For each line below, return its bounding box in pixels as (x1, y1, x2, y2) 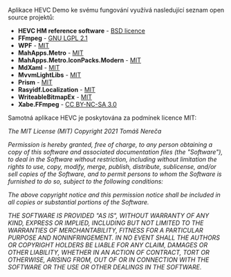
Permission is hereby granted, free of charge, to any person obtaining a (8, 141, 213, 148)
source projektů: (8, 13, 55, 21)
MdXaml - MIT (17, 64, 60, 71)
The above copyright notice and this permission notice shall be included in (8, 190, 221, 199)
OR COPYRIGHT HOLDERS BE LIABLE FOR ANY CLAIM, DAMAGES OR (8, 241, 208, 249)
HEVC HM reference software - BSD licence (17, 27, 146, 35)
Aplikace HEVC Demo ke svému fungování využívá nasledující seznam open (8, 6, 225, 14)
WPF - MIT (17, 42, 50, 49)
